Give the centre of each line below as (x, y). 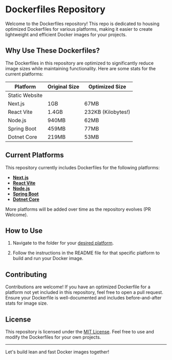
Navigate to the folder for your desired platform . (63, 243)
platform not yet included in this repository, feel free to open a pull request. (84, 292)
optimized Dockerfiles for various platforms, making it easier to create (79, 29)
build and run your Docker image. (48, 258)
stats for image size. (27, 303)
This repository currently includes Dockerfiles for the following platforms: (83, 167)
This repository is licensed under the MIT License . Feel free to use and (80, 332)
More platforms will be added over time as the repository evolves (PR (78, 209)
